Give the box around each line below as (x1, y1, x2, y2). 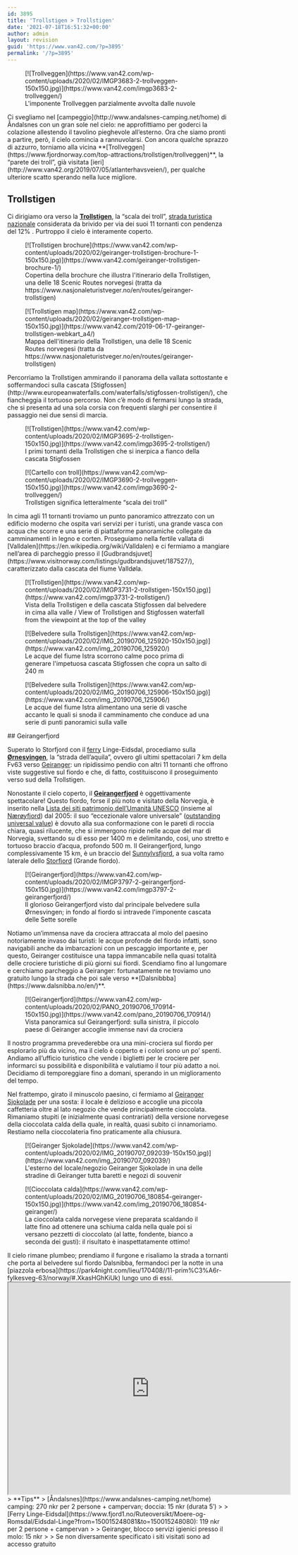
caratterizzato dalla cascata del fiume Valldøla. (7, 564, 143, 573)
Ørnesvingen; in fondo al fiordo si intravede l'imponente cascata (25, 907, 211, 916)
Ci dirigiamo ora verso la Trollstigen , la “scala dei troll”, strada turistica (7, 212, 213, 220)
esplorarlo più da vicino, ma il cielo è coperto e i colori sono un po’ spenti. (7, 1046, 222, 1054)
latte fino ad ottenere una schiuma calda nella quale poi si (25, 1222, 192, 1231)
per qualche (170, 165, 206, 174)
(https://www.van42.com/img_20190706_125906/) (25, 695, 170, 703)
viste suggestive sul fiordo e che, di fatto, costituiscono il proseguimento (7, 768, 218, 776)
